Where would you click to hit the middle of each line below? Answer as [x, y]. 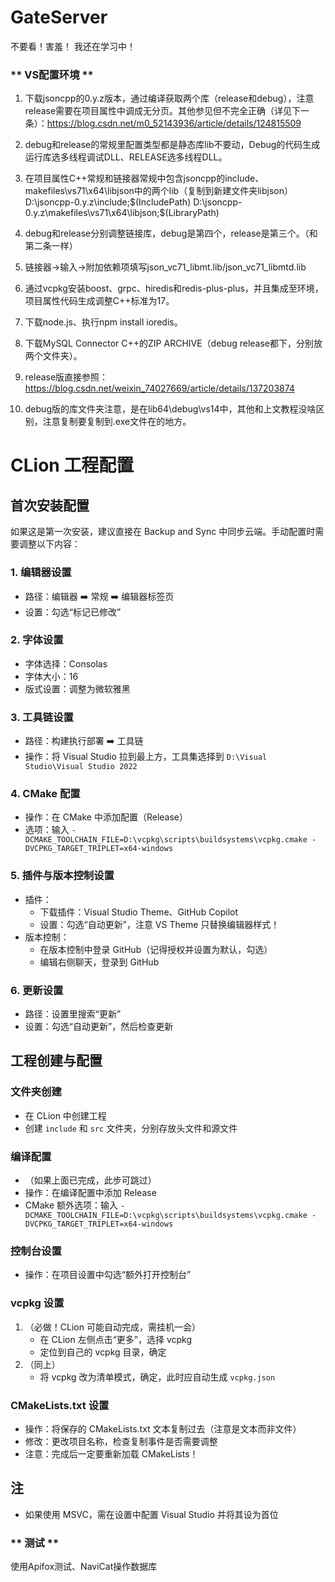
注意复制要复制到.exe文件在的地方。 [117, 422]
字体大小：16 [51, 676]
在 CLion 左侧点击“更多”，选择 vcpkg [116, 1339]
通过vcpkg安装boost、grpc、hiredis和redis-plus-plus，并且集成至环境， [174, 288]
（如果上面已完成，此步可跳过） [90, 1180]
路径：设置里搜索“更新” [73, 1014]
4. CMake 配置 [45, 794]
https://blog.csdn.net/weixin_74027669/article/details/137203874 [159, 388]
